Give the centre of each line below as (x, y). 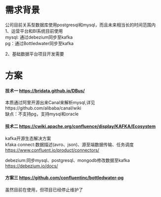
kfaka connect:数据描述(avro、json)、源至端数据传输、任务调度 (70, 145)
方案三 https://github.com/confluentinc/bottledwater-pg (64, 178)
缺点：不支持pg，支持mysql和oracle (42, 114)
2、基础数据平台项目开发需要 (35, 54)
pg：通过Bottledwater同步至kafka (40, 43)
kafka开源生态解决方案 (28, 138)
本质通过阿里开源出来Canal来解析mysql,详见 (50, 102)
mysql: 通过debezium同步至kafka (39, 37)
